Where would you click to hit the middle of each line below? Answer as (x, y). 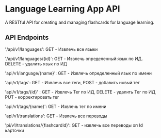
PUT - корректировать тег (32, 97)
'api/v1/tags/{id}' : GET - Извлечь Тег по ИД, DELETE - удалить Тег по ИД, (81, 92)
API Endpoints (27, 38)
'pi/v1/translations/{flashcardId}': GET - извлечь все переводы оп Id (74, 125)
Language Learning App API (63, 9)
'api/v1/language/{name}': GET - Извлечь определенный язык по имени (78, 73)
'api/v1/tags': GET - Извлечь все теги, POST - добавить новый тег (72, 82)
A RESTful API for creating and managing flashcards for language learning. (80, 22)
